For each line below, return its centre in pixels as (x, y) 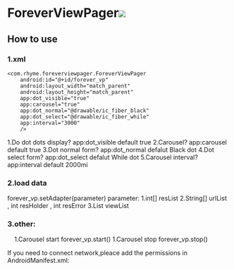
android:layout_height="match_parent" (77, 92)
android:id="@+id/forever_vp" (64, 80)
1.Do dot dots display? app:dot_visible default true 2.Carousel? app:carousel (117, 142)
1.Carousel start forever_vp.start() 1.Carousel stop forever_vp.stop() (111, 239)
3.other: (21, 224)
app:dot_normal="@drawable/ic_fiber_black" (85, 111)
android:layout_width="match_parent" (75, 86)
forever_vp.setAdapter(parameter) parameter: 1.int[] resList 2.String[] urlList (117, 198)
